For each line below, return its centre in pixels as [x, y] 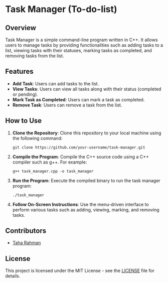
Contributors [26, 231]
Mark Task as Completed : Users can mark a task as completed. [78, 99]
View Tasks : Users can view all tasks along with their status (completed [87, 89]
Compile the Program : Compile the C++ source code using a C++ [81, 157]
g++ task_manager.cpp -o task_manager [53, 171]
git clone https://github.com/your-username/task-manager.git [79, 147]
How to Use [24, 121]
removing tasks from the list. [35, 56]
